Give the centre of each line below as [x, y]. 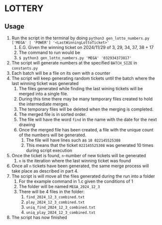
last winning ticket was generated [45, 83]
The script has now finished [39, 217]
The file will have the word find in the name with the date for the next [88, 120]
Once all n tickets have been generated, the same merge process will [80, 166]
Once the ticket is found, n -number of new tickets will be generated [79, 155]
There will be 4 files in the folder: [52, 192]
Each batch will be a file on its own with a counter [61, 73]
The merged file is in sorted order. [53, 114]
